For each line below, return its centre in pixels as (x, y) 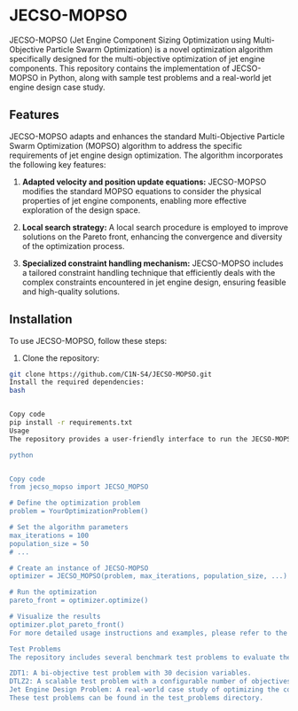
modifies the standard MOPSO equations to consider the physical (141, 191)
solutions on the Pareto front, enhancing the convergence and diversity (152, 237)
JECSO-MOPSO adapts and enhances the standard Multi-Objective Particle (147, 136)
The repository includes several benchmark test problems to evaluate (142, 657)
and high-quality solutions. (71, 291)
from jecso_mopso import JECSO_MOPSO (79, 487)
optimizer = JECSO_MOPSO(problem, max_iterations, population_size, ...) (149, 576)
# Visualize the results (55, 617)
